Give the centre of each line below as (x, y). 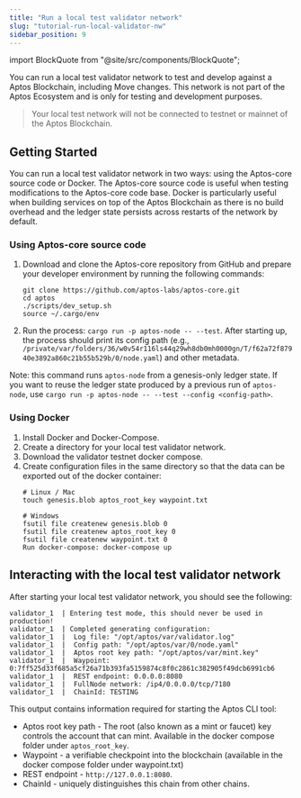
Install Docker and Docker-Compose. (91, 437)
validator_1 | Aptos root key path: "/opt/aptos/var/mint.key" (134, 653)
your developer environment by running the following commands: (143, 274)
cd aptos (39, 298)
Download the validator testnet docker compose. (113, 457)
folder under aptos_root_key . (76, 745)
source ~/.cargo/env (61, 314)
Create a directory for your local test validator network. (124, 447)
